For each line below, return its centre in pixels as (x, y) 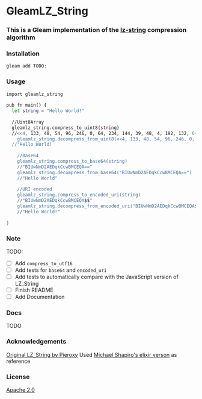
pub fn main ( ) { (26, 105)
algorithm (21, 37)
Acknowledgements (36, 342)
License (18, 377)
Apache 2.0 (20, 390)
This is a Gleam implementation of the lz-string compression (96, 30)
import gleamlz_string (35, 94)
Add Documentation (40, 297)
